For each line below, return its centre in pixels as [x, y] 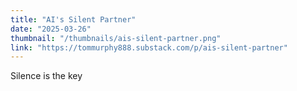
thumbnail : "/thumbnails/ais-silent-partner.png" [116, 38]
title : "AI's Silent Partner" [73, 19]
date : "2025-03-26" [51, 29]
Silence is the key [46, 76]
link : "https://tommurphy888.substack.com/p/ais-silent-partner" [149, 47]
